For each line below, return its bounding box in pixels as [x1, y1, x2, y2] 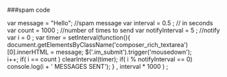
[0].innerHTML [7, 48, 49, 56]
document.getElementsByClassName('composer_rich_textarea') [7, 41, 189, 48]
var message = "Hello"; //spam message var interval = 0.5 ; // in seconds [7, 19, 213, 27]
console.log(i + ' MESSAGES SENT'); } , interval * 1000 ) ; [7, 63, 169, 70]
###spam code [7, 6, 50, 14]
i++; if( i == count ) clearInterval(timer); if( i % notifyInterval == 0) [7, 55, 193, 63]
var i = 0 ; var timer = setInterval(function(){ [7, 33, 130, 42]
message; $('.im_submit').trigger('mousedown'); [56, 48, 192, 56]
